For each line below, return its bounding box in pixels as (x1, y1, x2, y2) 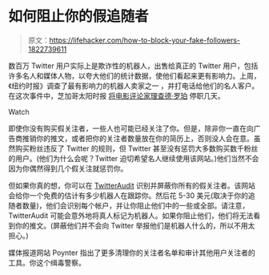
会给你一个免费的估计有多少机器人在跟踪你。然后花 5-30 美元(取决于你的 (8, 190, 249, 200)
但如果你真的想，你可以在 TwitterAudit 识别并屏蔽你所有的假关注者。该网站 (8, 180, 256, 190)
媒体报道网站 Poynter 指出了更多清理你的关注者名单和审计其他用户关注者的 (8, 248, 255, 257)
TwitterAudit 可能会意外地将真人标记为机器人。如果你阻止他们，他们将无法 (8, 210, 254, 220)
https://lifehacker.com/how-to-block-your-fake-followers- (49, 35, 241, 45)
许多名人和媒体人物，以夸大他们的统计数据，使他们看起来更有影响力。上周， (8, 71, 261, 80)
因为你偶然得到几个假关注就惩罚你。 (8, 164, 128, 173)
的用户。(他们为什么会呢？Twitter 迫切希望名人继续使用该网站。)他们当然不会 (8, 153, 259, 163)
